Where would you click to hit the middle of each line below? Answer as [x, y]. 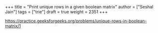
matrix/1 [13, 26]
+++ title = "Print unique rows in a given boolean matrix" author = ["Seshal [79, 7]
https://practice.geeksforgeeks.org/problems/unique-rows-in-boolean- [76, 21]
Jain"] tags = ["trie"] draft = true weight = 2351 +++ [56, 12]
